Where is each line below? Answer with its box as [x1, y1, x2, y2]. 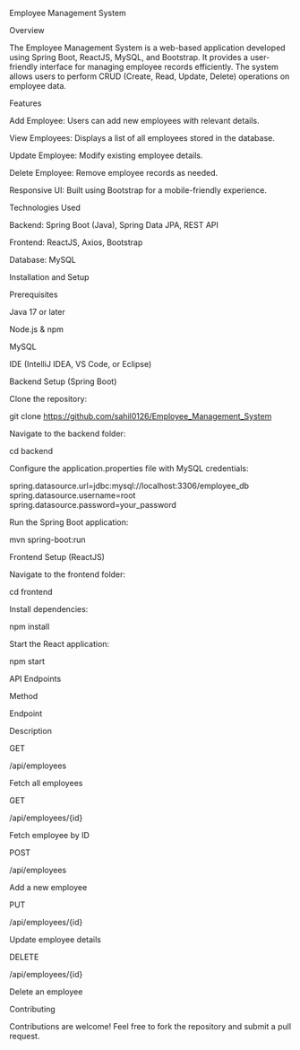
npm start [9, 656, 46, 667]
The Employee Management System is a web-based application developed [9, 42, 286, 53]
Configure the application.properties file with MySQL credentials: [9, 463, 249, 474]
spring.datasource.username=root [9, 490, 136, 501]
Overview [9, 25, 45, 35]
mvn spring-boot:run [9, 534, 86, 545]
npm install [9, 621, 50, 632]
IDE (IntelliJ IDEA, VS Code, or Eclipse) [9, 359, 152, 369]
